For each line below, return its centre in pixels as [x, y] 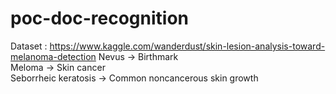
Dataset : [29, 46]
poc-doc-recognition [99, 18]
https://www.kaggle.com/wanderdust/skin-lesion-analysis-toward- [187, 46]
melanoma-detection [53, 56]
